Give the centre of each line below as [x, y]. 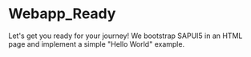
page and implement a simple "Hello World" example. [97, 44]
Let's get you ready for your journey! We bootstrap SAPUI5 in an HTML [125, 36]
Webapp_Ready [62, 14]
